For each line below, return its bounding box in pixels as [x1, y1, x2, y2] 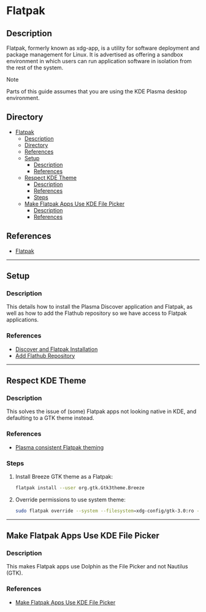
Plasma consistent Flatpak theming [15, 443, 104, 451]
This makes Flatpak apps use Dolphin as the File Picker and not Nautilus [6, 563, 188, 570]
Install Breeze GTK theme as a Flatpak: [15, 473, 113, 480]
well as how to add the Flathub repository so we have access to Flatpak [6, 309, 187, 317]
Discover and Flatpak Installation [15, 345, 98, 353]
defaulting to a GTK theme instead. [6, 414, 94, 422]
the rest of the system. [6, 64, 64, 71]
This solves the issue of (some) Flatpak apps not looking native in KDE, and [6, 408, 197, 415]
